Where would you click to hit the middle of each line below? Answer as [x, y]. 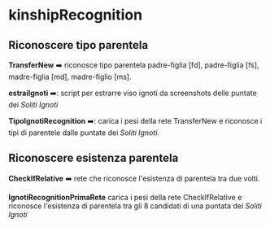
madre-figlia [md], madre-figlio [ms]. [70, 76]
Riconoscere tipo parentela [78, 45]
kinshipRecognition [76, 15]
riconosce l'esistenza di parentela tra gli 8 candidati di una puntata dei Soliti [135, 206]
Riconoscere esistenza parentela [94, 158]
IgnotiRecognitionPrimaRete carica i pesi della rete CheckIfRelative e [125, 197]
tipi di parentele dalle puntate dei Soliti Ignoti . [84, 133]
